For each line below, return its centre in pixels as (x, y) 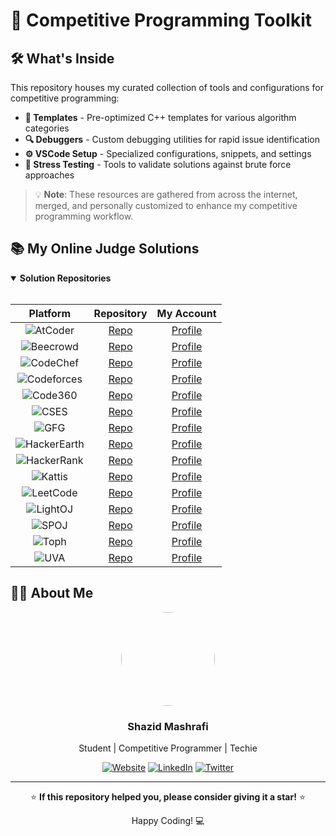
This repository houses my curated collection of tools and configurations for (167, 87)
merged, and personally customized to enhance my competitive (166, 205)
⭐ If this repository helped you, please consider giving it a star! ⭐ (168, 796)
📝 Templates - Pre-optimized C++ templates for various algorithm (160, 117)
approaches (49, 175)
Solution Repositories (65, 278)
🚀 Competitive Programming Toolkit (161, 20)
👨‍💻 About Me (52, 593)
